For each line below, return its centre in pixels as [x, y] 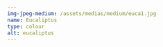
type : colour [26, 26]
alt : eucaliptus [31, 33]
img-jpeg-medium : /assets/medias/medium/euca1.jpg [82, 13]
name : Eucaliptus [32, 20]
